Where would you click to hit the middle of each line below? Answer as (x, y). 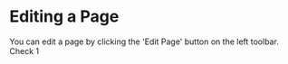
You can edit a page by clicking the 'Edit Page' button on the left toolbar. (144, 41)
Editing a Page (64, 17)
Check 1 (24, 50)
